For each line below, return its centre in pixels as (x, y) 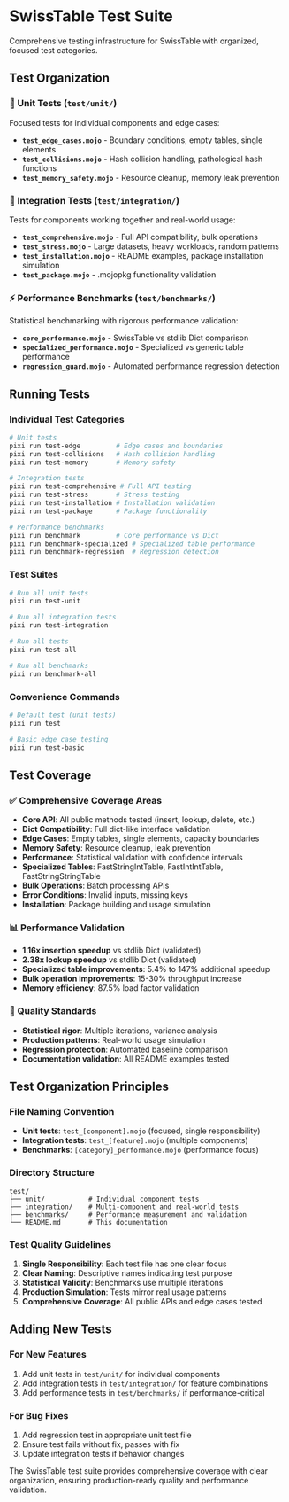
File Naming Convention (62, 1111)
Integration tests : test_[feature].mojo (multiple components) (135, 1140)
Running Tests (49, 394)
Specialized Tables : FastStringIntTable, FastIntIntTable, (122, 867)
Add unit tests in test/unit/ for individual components (121, 1374)
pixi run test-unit (45, 601)
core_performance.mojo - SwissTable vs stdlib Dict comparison (135, 338)
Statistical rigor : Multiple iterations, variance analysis (120, 1031)
